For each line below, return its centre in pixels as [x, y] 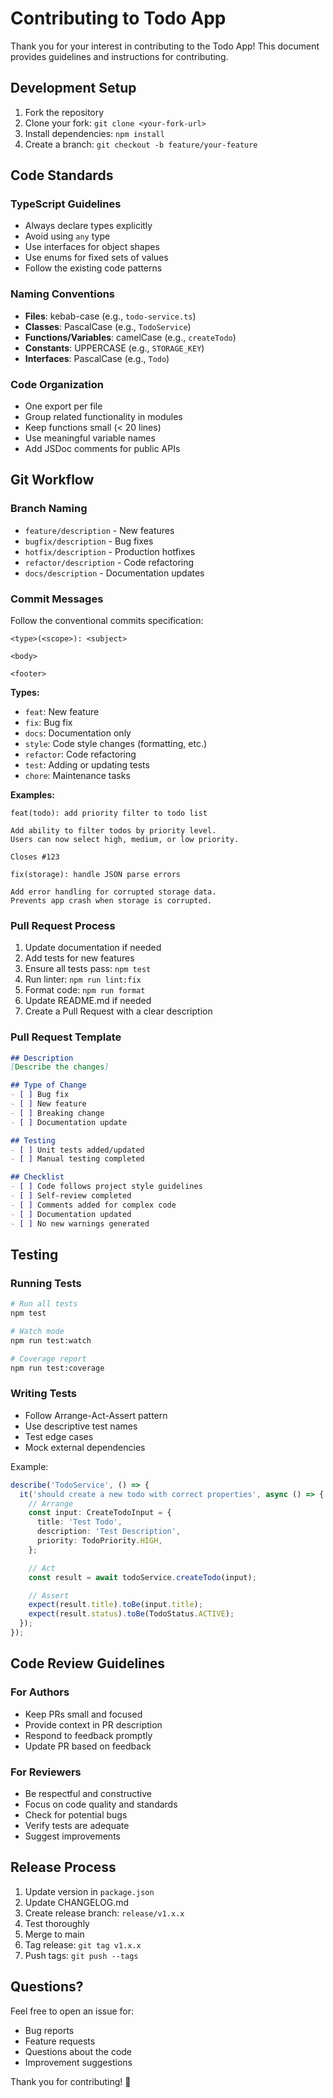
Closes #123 [35, 857]
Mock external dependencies [85, 1447]
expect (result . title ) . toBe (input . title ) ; [115, 1605]
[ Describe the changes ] [60, 1067]
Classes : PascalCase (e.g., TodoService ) [108, 326]
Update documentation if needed [93, 948]
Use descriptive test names [81, 1426]
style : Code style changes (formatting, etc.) [116, 744]
